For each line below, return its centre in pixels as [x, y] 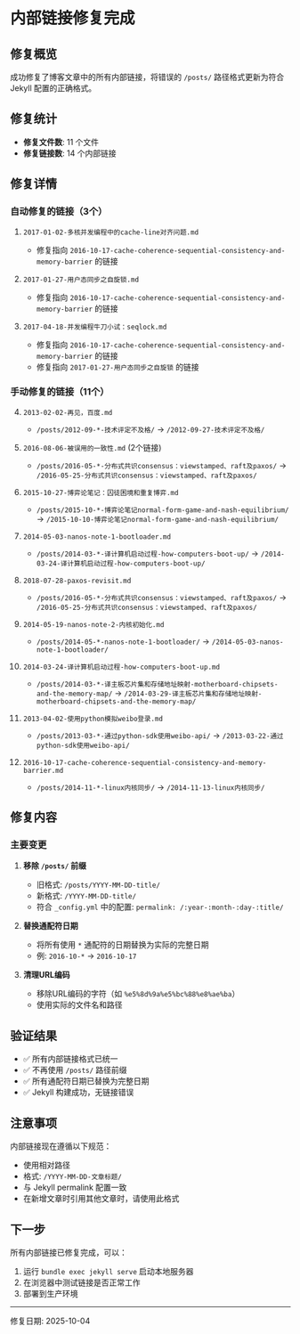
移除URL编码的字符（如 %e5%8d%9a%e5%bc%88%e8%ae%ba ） [138, 994]
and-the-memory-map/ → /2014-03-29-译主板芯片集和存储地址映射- [149, 693]
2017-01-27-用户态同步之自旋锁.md [81, 280]
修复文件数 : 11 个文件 [61, 142]
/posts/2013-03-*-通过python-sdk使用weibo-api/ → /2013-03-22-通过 [160, 735]
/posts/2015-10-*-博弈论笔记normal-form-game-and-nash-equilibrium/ [162, 510]
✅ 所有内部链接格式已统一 [70, 1059]
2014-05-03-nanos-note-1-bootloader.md [97, 537]
